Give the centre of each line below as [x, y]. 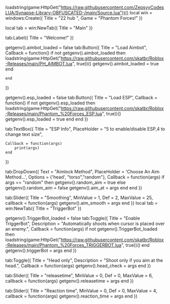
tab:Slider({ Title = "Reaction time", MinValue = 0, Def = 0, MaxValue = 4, [81, 291]
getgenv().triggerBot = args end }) [41, 251]
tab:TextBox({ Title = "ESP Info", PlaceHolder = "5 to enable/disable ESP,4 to [85, 129]
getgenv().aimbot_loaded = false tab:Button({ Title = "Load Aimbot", [76, 47]
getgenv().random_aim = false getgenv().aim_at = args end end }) [74, 188]
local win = [141, 13]
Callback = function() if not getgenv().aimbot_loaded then [65, 53]
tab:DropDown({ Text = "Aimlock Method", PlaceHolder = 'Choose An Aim [82, 172]
